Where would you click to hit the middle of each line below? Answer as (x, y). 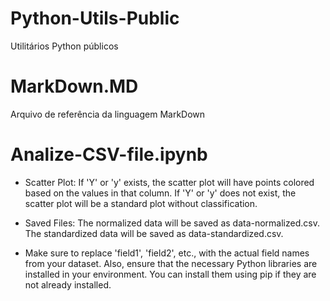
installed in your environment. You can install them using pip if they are (170, 274)
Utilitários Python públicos (64, 46)
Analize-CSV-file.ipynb (109, 154)
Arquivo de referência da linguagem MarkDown (108, 114)
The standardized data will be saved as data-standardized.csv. (154, 233)
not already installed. (68, 284)
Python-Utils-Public (95, 18)
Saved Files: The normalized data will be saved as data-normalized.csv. (172, 223)
